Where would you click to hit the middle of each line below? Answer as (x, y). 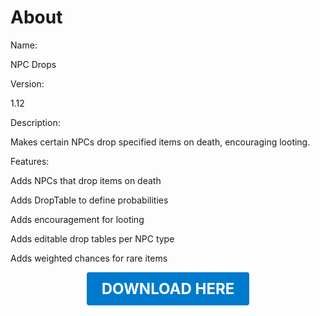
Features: (30, 161)
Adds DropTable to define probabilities (89, 200)
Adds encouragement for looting (77, 219)
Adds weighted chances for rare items (89, 258)
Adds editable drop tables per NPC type (92, 238)
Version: (27, 83)
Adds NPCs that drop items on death (86, 180)
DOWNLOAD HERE (168, 288)
